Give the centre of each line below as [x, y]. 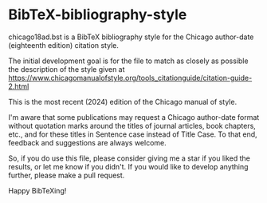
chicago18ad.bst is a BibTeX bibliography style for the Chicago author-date [131, 37]
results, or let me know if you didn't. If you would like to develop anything [128, 166]
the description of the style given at [67, 69]
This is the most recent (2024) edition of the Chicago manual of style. [123, 101]
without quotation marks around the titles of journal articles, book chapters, [132, 125]
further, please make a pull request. [67, 175]
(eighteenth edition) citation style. [64, 45]
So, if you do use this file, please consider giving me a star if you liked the [130, 158]
